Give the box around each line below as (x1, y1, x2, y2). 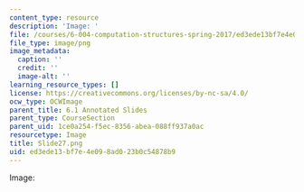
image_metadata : (9, 47, 71, 56)
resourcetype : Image (9, 131, 88, 140)
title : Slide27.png (9, 139, 83, 148)
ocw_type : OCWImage (9, 96, 83, 106)
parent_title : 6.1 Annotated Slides (9, 105, 147, 114)
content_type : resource (9, 13, 100, 23)
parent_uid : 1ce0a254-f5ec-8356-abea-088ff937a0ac (9, 123, 204, 132)
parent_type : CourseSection (9, 114, 116, 123)
